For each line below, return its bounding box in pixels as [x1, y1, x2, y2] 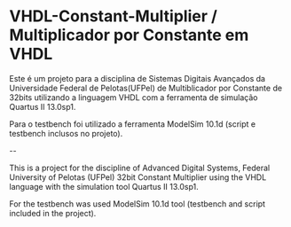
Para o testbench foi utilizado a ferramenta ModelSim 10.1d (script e [9, 118, 256, 129]
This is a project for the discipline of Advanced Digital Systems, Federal [9, 162, 271, 173]
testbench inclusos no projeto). [9, 128, 123, 138]
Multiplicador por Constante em [9, 25, 249, 45]
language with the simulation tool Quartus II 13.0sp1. [9, 181, 199, 192]
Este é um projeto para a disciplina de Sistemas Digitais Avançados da [9, 73, 266, 83]
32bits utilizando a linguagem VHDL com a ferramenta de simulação [9, 91, 258, 103]
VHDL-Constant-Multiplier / [9, 6, 217, 27]
